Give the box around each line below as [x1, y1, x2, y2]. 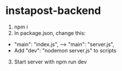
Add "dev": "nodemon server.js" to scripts [14, 47, 117, 54]
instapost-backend [5, 4, 101, 17]
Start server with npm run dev [14, 58, 87, 65]
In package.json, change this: [14, 29, 86, 36]
